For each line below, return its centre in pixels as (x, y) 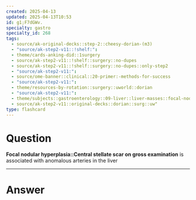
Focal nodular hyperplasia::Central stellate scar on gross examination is (95, 154)
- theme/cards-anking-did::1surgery (56, 55)
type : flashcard (26, 109)
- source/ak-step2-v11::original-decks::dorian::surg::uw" (85, 104)
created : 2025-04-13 (31, 11)
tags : (13, 39)
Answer (25, 190)
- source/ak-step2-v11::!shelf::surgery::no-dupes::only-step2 (90, 66)
